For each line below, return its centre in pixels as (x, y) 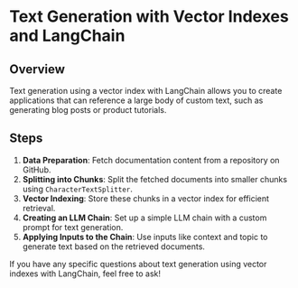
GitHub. (37, 170)
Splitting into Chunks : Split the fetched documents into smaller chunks (154, 179)
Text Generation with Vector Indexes (149, 17)
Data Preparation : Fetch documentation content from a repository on (151, 160)
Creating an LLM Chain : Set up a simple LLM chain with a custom (144, 218)
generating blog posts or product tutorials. (88, 110)
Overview (37, 69)
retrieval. (39, 208)
